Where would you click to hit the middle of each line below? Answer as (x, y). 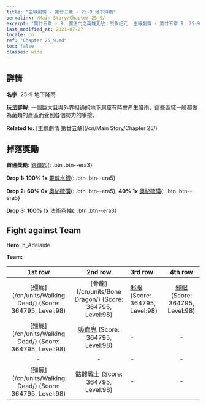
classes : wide (25, 52)
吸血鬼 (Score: (99, 330)
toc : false (20, 47)
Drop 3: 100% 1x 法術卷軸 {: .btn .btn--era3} (62, 211)
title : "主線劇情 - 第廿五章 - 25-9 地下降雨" (61, 12)
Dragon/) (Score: (99, 299)
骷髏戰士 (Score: (99, 374)
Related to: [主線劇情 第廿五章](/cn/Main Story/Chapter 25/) (82, 128)
